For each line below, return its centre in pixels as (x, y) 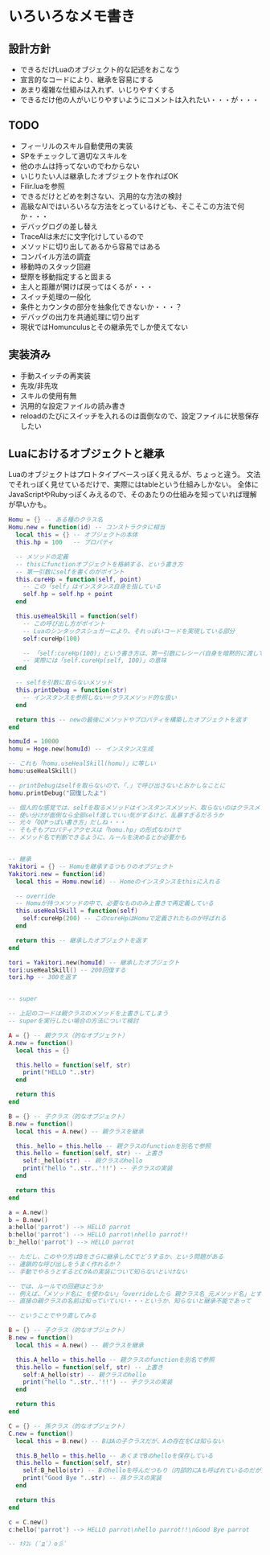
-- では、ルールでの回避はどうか (55, 1286)
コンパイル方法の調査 (55, 256)
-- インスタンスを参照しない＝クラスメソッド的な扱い (100, 697)
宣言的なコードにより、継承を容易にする (87, 80)
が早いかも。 (29, 504)
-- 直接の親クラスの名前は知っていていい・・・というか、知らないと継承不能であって (130, 1301)
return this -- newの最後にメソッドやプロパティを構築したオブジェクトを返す (131, 720)
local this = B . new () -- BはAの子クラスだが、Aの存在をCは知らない (120, 1441)
